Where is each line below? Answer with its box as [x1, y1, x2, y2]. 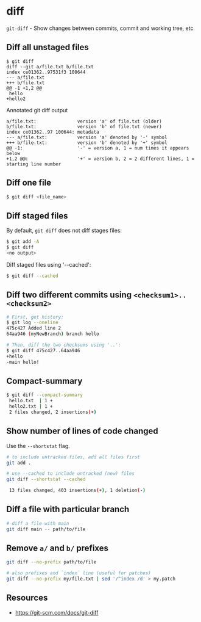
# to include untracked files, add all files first [6, 454, 140, 460]
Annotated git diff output [6, 106, 68, 114]
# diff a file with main [6, 520, 69, 526]
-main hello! [6, 359, 40, 365]
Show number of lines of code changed [6, 426, 158, 436]
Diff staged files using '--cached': [6, 261, 91, 268]
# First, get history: [6, 314, 64, 320]
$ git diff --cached [6, 273, 59, 279]
